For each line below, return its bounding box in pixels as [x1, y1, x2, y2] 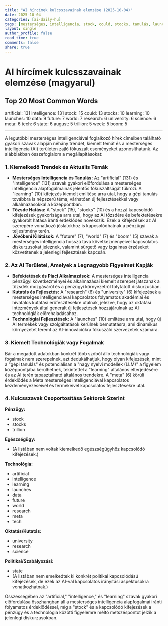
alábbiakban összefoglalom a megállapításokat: [5, 151, 103, 157]
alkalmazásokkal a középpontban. [12, 201, 82, 207]
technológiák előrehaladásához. [12, 310, 78, 317]
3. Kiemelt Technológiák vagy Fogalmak [5, 339, 104, 346]
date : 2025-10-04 [5, 12, 41, 17]
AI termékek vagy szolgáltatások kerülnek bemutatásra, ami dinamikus [12, 321, 158, 327]
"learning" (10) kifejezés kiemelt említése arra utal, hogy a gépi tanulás [12, 191, 158, 197]
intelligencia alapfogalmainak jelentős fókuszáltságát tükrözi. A [12, 185, 142, 191]
